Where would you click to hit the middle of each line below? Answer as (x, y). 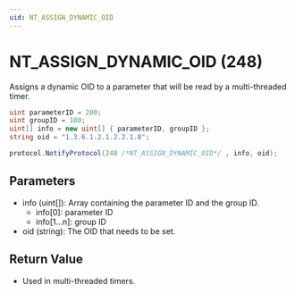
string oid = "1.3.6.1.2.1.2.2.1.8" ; (80, 138)
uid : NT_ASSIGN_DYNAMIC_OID (62, 17)
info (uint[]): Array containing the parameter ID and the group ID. (140, 203)
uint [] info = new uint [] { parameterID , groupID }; (110, 129)
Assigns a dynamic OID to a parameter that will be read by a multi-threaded (148, 87)
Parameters (42, 181)
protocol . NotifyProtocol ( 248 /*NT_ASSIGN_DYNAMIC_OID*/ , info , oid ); (143, 154)
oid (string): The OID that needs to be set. (99, 231)
